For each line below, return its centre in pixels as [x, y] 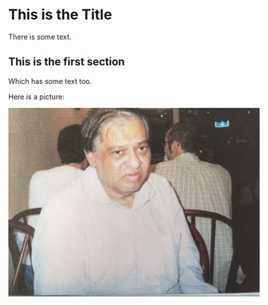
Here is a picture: [37, 97]
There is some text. [40, 37]
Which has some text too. [50, 81]
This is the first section [67, 62]
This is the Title [60, 15]
